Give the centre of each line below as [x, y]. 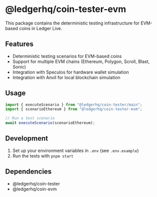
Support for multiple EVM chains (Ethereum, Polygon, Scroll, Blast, [81, 61]
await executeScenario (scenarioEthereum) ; [50, 123]
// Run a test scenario [30, 118]
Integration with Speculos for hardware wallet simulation [71, 72]
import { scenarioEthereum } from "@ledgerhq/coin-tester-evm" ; [74, 109]
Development [27, 138]
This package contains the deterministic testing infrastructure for [72, 23]
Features [19, 44]
